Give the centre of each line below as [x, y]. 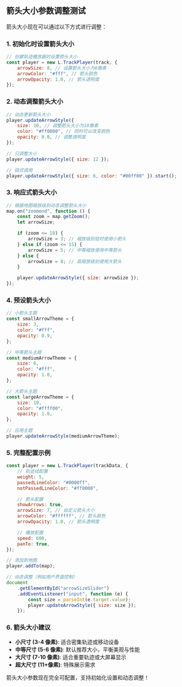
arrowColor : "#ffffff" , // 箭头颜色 [61, 516]
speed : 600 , [32, 538]
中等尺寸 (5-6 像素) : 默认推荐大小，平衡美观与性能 [77, 649]
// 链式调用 [20, 170]
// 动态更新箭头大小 [28, 114]
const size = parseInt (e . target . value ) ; [80, 599]
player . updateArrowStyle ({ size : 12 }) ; [58, 159]
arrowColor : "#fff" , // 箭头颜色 [57, 74]
